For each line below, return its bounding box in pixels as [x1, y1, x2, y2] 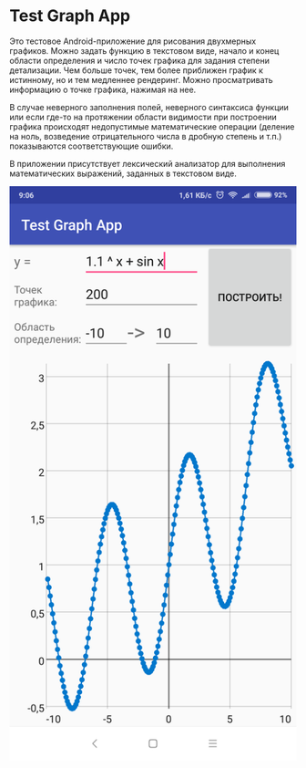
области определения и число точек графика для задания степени [9, 55, 270, 66]
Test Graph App [9, 5, 130, 26]
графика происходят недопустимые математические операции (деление [9, 120, 295, 132]
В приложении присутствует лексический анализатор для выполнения [9, 158, 286, 169]
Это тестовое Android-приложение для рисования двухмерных [9, 36, 257, 47]
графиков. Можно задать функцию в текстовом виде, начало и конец [9, 45, 280, 56]
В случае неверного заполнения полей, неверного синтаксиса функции [9, 101, 290, 112]
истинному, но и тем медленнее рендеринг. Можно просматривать [9, 74, 273, 85]
